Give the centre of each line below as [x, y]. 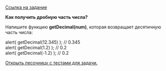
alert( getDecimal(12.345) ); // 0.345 [43, 42]
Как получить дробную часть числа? [47, 17]
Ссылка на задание [26, 7]
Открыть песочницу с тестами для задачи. [51, 63]
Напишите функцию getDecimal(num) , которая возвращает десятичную [83, 27]
